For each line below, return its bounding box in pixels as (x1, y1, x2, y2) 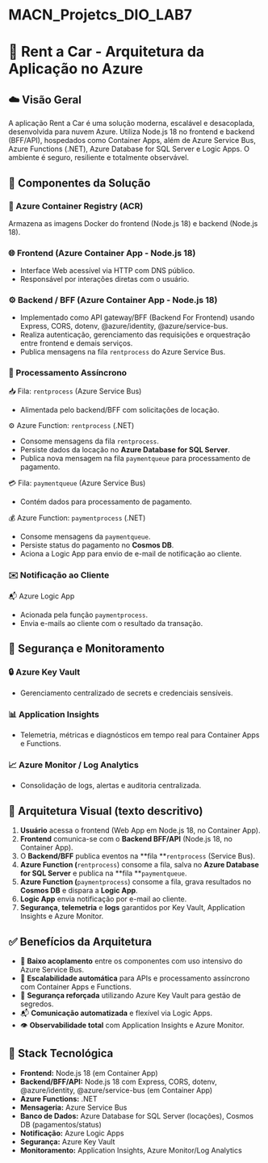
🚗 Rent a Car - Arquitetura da (8, 43, 205, 61)
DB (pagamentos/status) (19, 1119, 103, 1129)
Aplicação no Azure (8, 60, 144, 78)
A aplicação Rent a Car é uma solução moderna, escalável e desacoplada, (8, 119, 255, 128)
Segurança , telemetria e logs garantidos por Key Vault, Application (19, 903, 245, 913)
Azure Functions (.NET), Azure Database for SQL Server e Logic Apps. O (8, 144, 250, 154)
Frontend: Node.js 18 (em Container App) (19, 1068, 159, 1077)
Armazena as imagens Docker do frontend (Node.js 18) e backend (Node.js (8, 218, 258, 228)
